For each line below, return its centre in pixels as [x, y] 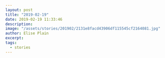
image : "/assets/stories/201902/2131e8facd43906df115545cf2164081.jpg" [83, 29]
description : [19, 24]
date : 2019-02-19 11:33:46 [34, 19]
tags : [11, 43]
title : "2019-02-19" [27, 15]
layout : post [19, 10]
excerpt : [15, 38]
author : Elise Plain [27, 33]
